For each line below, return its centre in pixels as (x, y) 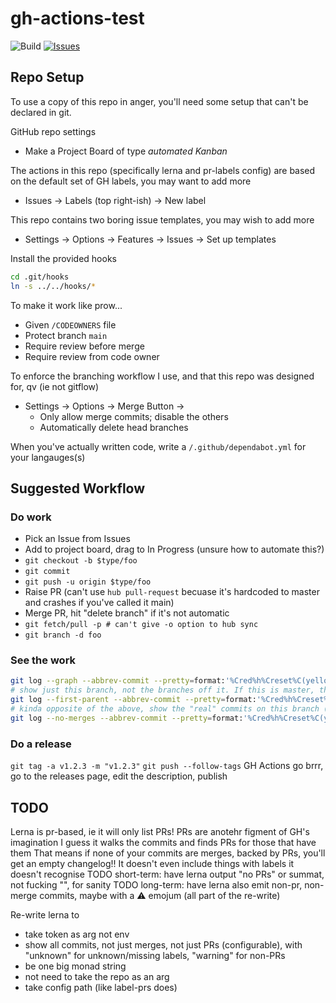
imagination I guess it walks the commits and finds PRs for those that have (163, 842)
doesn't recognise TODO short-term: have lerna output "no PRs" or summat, (167, 874)
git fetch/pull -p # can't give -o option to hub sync (141, 625)
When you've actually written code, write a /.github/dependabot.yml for (158, 446)
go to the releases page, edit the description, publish (119, 776)
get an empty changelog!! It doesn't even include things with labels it (152, 863)
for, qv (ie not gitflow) (55, 386)
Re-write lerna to (45, 914)
